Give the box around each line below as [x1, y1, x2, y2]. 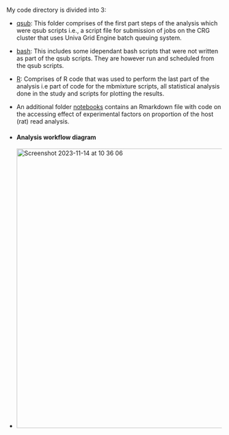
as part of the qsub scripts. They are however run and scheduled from [16, 54, 215, 62]
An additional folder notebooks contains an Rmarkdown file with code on [16, 103, 221, 110]
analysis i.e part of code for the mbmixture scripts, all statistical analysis [16, 82, 220, 90]
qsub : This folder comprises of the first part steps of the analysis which [16, 19, 218, 27]
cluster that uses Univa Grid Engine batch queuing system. [16, 34, 182, 42]
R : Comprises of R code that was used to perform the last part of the [16, 75, 210, 83]
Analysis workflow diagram [16, 133, 96, 141]
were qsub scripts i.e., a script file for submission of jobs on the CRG [16, 27, 210, 34]
